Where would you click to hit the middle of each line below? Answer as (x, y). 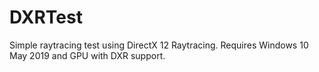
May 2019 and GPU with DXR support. (87, 55)
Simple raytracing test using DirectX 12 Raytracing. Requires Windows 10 (159, 45)
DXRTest (46, 17)
